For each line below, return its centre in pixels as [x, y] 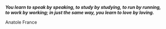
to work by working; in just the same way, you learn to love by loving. [80, 12]
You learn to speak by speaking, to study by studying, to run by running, [83, 7]
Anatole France [21, 22]
